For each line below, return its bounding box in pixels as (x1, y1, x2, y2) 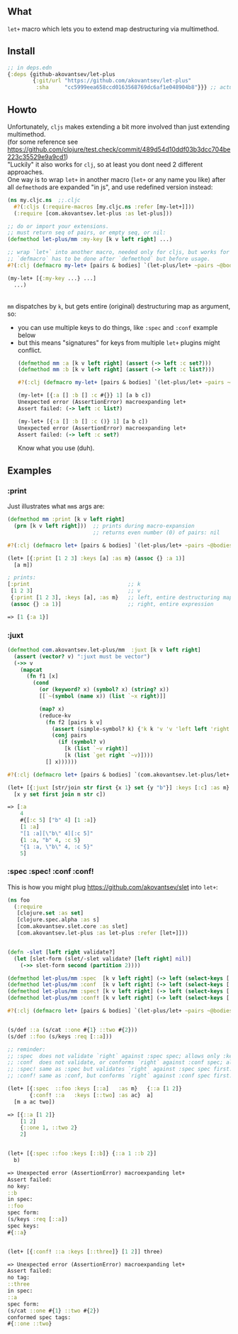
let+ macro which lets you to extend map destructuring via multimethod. (7, 24, 220, 33)
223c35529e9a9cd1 (7, 152, 66, 161)
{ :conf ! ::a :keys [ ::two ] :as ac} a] (29, 1092, 154, 1099)
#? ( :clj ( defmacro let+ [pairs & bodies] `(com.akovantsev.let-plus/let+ (7, 771, 230, 778)
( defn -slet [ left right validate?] (7, 949, 115, 956)
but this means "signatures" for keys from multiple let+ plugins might (17, 338, 221, 347)
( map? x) (38, 705, 65, 713)
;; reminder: (7, 1045, 46, 1053)
